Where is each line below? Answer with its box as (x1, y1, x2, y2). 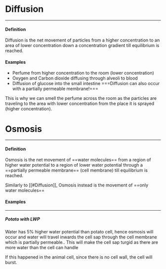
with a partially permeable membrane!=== (12, 86, 99, 92)
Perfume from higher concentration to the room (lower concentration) (12, 70, 154, 76)
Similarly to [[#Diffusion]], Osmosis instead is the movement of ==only (5, 182, 149, 188)
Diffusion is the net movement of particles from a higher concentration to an (5, 37, 160, 43)
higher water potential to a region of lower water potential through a (5, 162, 143, 168)
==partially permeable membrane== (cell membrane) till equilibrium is (5, 167, 148, 174)
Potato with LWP (5, 216, 41, 222)
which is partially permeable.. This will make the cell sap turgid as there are (5, 239, 158, 245)
